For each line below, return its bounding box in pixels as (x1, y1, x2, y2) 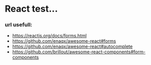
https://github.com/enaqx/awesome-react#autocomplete (12, 44, 133, 50)
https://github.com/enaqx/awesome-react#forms (12, 38, 116, 44)
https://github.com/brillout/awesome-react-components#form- (12, 49, 146, 55)
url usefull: (5, 21, 33, 28)
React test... (5, 3, 58, 15)
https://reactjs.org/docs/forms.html (12, 32, 87, 39)
